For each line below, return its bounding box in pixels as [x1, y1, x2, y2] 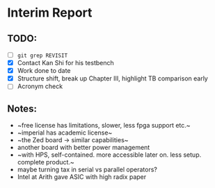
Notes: [7, 103, 37, 114]
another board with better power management [17, 144, 150, 152]
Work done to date [17, 67, 71, 75]
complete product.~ [17, 158, 74, 166]
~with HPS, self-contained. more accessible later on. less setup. [17, 151, 202, 159]
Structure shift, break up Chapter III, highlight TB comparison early [17, 74, 209, 83]
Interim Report [7, 5, 93, 21]
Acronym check [17, 82, 63, 91]
